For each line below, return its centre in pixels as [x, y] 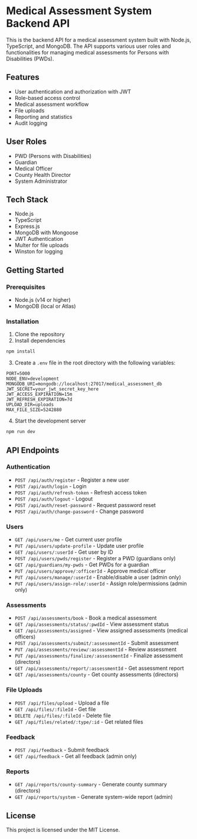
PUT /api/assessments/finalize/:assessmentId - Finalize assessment [98, 656]
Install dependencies [40, 341]
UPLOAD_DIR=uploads [30, 405]
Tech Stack [27, 199]
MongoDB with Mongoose [46, 233]
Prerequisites [26, 287]
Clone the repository [40, 334]
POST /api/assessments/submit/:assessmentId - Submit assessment [96, 643]
